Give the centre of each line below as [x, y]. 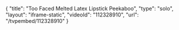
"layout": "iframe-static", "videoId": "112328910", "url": [72, 15]
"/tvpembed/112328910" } [37, 21]
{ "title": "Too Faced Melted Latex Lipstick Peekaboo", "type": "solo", [89, 9]
